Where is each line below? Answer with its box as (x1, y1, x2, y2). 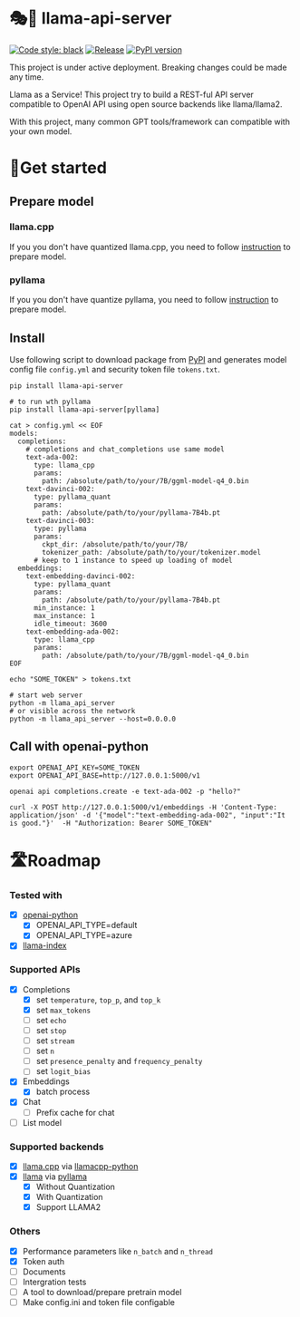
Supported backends (9, 1140, 104, 1153)
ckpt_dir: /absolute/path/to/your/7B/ (42, 539, 189, 549)
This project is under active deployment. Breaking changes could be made (9, 62, 287, 73)
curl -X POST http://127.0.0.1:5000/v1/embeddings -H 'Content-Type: (9, 802, 278, 812)
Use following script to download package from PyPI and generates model (9, 353, 287, 364)
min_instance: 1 (33, 603, 95, 613)
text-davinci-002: (25, 484, 95, 493)
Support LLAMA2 (35, 1202, 102, 1213)
